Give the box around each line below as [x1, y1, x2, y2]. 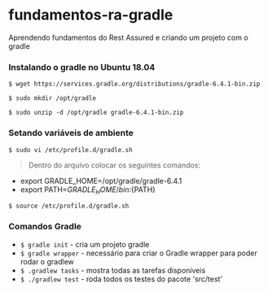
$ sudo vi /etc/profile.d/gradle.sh [8, 146, 133, 154]
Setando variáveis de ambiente [8, 128, 134, 139]
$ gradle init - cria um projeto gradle [20, 239, 150, 249]
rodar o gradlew [20, 256, 75, 266]
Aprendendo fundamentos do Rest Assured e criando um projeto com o [8, 33, 248, 42]
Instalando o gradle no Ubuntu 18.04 [8, 61, 156, 72]
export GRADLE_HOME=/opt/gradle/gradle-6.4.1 [20, 176, 182, 185]
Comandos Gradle [8, 221, 81, 233]
